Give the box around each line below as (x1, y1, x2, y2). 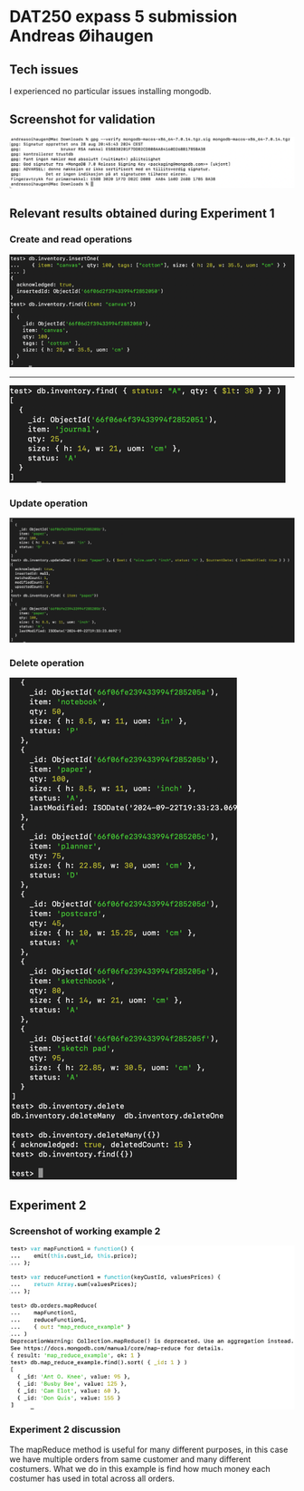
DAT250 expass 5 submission (9, 6, 238, 27)
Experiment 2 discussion (9, 1423, 121, 1436)
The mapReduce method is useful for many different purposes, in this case (9, 1444, 289, 1455)
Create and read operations (9, 233, 133, 246)
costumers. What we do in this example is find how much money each (9, 1463, 271, 1474)
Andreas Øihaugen (9, 25, 154, 46)
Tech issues (9, 62, 79, 77)
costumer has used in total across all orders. (9, 1473, 175, 1484)
